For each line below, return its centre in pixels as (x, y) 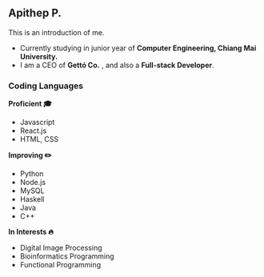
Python (32, 174)
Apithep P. (35, 13)
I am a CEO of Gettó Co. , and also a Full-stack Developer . (117, 65)
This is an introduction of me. (56, 32)
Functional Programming (60, 265)
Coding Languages (46, 86)
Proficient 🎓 (30, 104)
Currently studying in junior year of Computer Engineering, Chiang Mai (138, 48)
